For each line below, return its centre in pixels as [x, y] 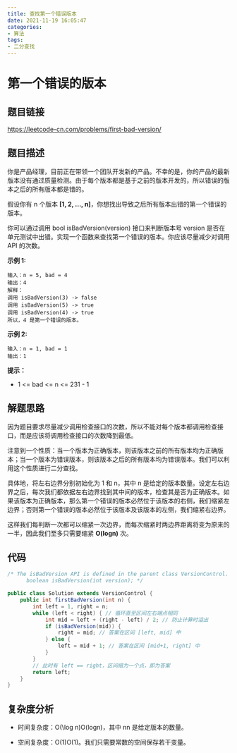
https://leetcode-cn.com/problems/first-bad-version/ [85, 129]
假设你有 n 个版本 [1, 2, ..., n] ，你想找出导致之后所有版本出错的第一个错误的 [117, 204]
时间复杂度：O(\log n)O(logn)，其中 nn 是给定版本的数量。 [103, 728]
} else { [58, 639]
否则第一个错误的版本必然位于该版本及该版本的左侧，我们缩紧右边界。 [128, 509]
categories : [25, 27]
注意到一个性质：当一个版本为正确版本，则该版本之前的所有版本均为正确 [112, 450]
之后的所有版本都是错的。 [50, 189]
